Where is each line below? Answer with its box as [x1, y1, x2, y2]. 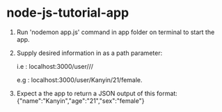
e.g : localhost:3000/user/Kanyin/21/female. [16, 75, 143, 84]
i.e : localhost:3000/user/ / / [16, 62, 94, 70]
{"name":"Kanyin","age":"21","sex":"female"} [16, 96, 145, 105]
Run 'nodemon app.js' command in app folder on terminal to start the [16, 28, 215, 36]
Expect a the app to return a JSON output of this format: [16, 89, 178, 97]
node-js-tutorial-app [6, 5, 129, 21]
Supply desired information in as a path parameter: [16, 49, 163, 57]
